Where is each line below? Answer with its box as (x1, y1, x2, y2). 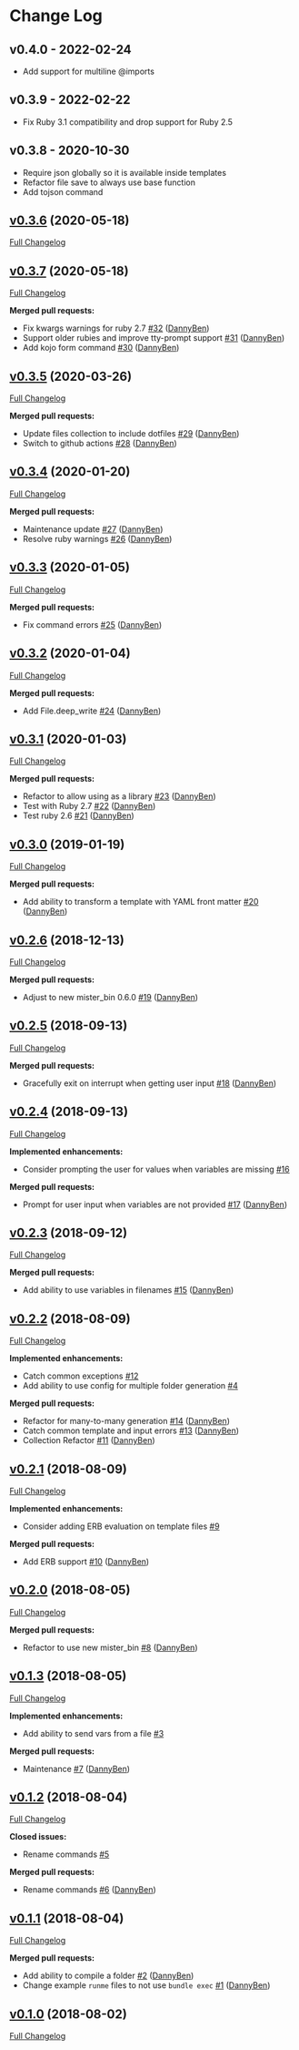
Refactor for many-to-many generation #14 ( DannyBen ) (22, 1416, 230, 1427)
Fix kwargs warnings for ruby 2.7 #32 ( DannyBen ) (22, 323, 210, 333)
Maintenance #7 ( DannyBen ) (22, 1763, 130, 1774)
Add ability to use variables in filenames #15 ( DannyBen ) (22, 1285, 234, 1296)
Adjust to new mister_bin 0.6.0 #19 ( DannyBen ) (22, 991, 198, 1002)
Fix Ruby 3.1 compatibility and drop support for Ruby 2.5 (22, 116, 234, 128)
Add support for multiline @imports (22, 66, 154, 77)
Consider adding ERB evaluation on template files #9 (22, 1521, 220, 1532)
